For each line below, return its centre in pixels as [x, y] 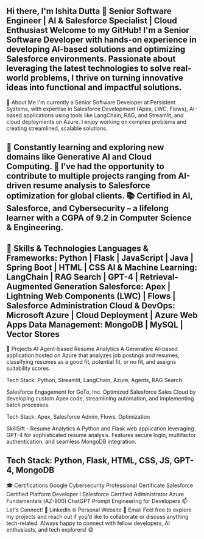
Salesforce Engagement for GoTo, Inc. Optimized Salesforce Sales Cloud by [101, 392]
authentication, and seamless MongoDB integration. [71, 442]
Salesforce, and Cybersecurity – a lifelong [88, 208]
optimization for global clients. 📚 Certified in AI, [100, 196]
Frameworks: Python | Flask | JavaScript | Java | [100, 258]
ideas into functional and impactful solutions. [94, 88]
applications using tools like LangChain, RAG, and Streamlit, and [104, 115]
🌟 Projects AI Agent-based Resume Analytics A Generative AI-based [92, 349]
